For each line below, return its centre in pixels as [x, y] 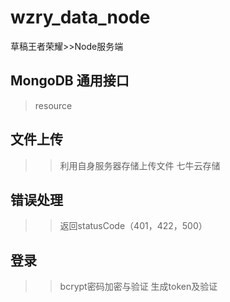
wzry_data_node [80, 17]
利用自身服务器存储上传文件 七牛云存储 [140, 165]
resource [53, 105]
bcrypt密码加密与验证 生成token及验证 [138, 287]
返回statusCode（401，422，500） [133, 226]
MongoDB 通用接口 [70, 81]
